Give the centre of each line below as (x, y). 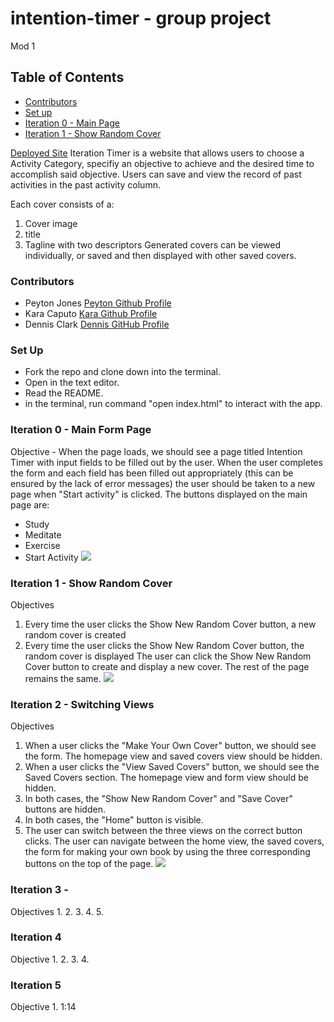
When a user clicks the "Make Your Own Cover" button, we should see (170, 746)
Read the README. (64, 393)
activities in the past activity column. (85, 184)
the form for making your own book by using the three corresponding (167, 852)
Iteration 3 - (39, 890)
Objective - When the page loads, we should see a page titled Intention (156, 451)
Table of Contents (67, 77)
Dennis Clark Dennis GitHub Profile (97, 324)
